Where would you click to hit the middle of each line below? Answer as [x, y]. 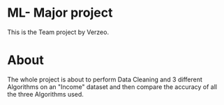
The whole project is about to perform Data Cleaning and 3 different [105, 79]
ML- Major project [60, 13]
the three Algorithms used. [45, 94]
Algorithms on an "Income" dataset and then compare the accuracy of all [112, 87]
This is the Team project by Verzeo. [58, 32]
